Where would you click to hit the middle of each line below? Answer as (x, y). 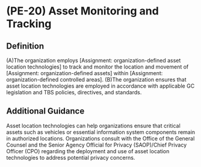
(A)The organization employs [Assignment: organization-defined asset (94, 60)
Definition (25, 46)
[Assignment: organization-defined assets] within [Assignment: (85, 73)
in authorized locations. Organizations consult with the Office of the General (100, 138)
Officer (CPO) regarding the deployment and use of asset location (88, 151)
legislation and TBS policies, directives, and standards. (74, 92)
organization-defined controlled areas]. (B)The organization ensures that (96, 80)
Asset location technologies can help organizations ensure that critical (93, 126)
